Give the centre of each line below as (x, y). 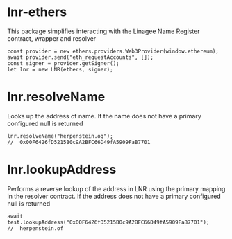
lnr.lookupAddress (62, 170)
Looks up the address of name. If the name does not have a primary (104, 116)
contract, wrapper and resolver (52, 38)
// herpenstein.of (35, 228)
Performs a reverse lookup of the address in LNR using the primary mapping (116, 188)
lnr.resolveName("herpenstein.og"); (60, 136)
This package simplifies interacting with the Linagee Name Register (103, 31)
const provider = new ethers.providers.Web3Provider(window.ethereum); (113, 51)
